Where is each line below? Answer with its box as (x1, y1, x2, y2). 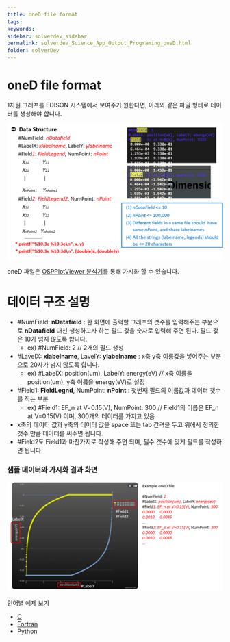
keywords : (7, 25, 36, 32)
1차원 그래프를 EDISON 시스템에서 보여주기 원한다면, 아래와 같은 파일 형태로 (7, 101, 209, 109)
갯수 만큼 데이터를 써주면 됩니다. (16, 429, 103, 437)
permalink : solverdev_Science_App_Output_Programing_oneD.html (7, 40, 192, 47)
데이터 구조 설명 (7, 294, 90, 309)
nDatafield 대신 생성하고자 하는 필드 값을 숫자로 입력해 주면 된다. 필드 (24, 326, 212, 335)
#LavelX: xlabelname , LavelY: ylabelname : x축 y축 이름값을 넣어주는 (16, 352, 209, 361)
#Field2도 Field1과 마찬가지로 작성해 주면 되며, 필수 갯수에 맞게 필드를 (16, 438, 204, 446)
